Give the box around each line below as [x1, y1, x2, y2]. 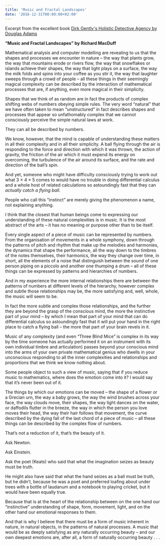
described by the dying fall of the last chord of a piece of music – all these [5, 415, 156, 421]
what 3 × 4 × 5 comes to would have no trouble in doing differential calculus [5, 177, 160, 183]
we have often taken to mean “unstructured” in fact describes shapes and [5, 106, 155, 112]
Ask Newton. [5, 439, 31, 446]
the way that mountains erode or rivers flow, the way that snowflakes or [5, 60, 151, 66]
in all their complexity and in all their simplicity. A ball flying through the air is [5, 141, 161, 147]
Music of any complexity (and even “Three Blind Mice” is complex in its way [5, 333, 159, 339]
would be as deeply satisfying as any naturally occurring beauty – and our [5, 529, 155, 535]
